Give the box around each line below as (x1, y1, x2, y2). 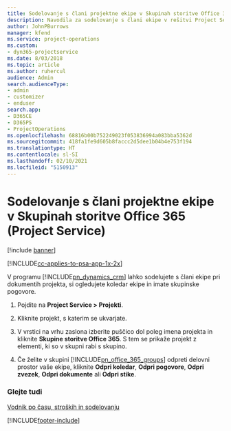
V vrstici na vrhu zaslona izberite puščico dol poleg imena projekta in (16, 327, 213, 335)
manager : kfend (7, 29, 51, 37)
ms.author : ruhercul (7, 68, 67, 74)
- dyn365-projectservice (7, 49, 78, 56)
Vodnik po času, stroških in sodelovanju (7, 403, 120, 411)
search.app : (7, 106, 41, 113)
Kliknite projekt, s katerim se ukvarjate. (16, 314, 127, 322)
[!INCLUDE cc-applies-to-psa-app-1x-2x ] (7, 259, 123, 268)
